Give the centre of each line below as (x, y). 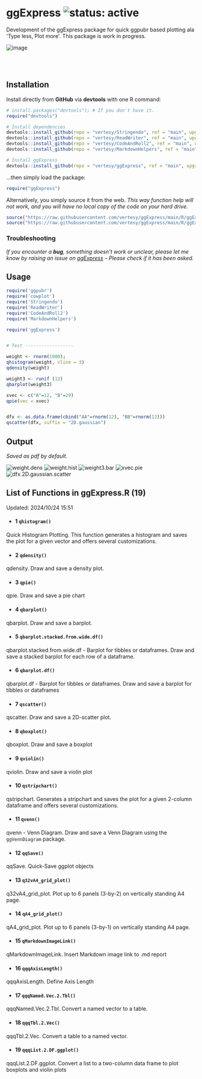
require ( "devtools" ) (32, 116)
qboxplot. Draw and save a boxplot (49, 744)
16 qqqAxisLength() (39, 968)
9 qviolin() (29, 758)
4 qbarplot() (31, 610)
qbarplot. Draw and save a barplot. (49, 623)
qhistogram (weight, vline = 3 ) (45, 362)
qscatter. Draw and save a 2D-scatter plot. (59, 717)
